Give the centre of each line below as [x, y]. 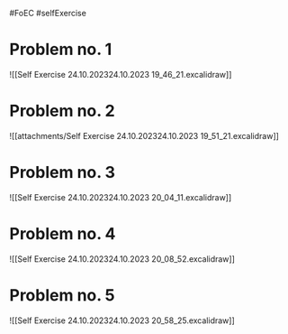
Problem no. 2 [62, 111]
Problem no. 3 [62, 173]
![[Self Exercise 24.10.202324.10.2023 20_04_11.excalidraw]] [121, 197]
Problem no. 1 [61, 50]
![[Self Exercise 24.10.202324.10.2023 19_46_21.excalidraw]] [121, 74]
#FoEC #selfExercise [48, 13]
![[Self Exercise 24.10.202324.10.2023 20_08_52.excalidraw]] [122, 259]
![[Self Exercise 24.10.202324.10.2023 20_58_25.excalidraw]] [122, 320]
